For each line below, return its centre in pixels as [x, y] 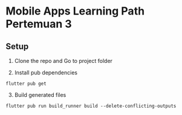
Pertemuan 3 [39, 24]
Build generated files [40, 95]
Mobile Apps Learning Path [75, 11]
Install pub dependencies [46, 73]
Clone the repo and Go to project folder [63, 61]
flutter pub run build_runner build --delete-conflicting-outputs [91, 106]
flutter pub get [26, 84]
